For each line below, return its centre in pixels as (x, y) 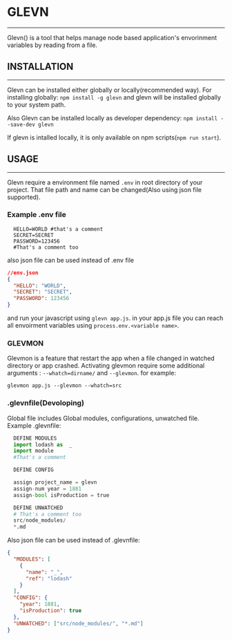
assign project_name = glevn (55, 482)
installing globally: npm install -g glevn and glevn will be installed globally (114, 97)
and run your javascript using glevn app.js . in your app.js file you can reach (115, 318)
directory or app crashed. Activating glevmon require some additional (106, 366)
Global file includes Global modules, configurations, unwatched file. (103, 418)
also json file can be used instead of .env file (71, 260)
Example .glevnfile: (34, 425)
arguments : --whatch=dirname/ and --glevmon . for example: (92, 373)
